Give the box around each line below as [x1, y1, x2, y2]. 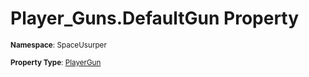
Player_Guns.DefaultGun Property [10, 7, 300, 30]
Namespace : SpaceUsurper [10, 40, 107, 50]
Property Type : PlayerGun [10, 57, 102, 67]
